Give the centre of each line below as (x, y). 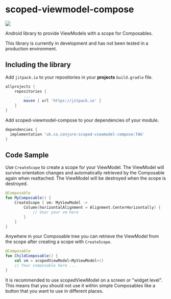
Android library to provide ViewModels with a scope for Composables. (79, 33)
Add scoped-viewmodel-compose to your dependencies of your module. (82, 120)
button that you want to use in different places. (54, 291)
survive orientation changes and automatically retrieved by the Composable (85, 173)
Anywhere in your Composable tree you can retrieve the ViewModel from (82, 236)
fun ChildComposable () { (32, 256)
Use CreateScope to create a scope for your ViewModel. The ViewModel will (85, 167)
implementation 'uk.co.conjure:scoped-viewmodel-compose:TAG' (77, 134)
